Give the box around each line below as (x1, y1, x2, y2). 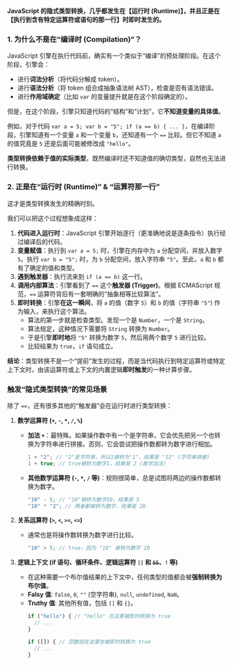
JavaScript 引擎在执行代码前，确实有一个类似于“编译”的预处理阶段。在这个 (7, 51, 221, 60)
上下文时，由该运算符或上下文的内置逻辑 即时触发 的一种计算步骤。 (7, 365, 196, 374)
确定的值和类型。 (29, 264, 78, 272)
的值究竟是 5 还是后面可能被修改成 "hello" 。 (7, 139, 135, 148)
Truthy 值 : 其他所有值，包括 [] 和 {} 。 (27, 599, 137, 607)
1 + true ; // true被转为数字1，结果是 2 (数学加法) (27, 460, 166, 467)
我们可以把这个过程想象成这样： (7, 214, 98, 222)
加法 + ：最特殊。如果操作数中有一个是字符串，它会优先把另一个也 (27, 431, 215, 439)
